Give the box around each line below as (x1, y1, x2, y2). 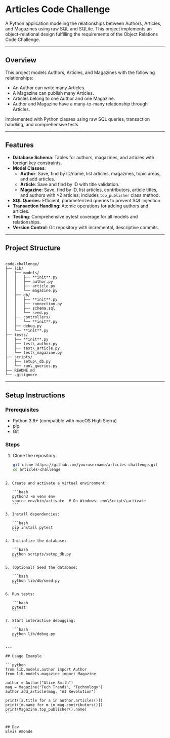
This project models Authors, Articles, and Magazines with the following (5, 69, 155, 76)
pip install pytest (12, 525, 53, 530)
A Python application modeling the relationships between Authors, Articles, (5, 20, 162, 26)
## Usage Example (5, 654, 42, 659)
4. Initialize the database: (5, 538, 67, 543)
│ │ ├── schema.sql (5, 306, 56, 311)
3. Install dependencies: (5, 512, 60, 517)
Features (5, 141, 34, 150)
